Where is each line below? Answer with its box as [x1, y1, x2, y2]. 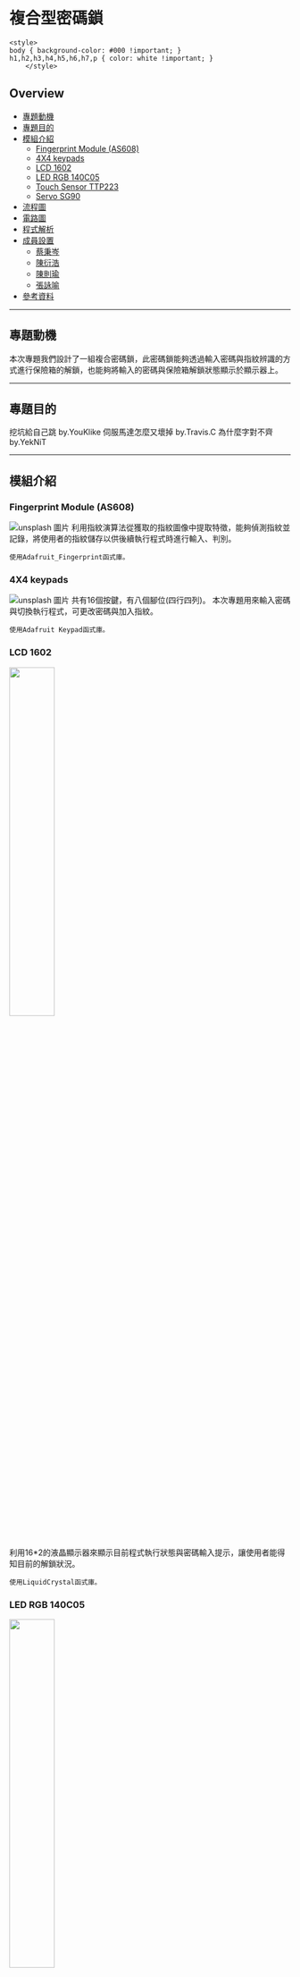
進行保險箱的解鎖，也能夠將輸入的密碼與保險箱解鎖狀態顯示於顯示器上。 [16, 364, 283, 375]
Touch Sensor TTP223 [35, 181, 119, 192]
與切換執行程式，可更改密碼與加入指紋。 [9, 606, 158, 617]
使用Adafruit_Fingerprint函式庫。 [9, 553, 129, 562]
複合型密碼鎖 [9, 8, 104, 29]
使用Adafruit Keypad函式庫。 [9, 626, 110, 635]
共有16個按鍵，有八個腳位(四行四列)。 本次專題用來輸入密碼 [71, 595, 291, 606]
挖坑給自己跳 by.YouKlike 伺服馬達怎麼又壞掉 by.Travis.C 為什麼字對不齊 [9, 426, 274, 438]
